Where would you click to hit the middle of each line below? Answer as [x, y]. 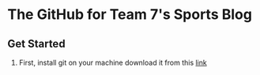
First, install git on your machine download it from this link [113, 62]
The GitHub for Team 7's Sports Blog [130, 15]
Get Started [36, 44]
